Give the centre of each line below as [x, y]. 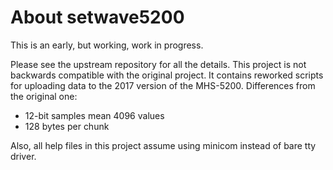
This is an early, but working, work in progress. [107, 45]
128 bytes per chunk [67, 126]
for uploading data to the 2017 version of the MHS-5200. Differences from [163, 85]
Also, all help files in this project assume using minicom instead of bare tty [163, 145]
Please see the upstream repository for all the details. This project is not [158, 64]
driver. [23, 156]
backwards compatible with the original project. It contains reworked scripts [167, 75]
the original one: [44, 96]
